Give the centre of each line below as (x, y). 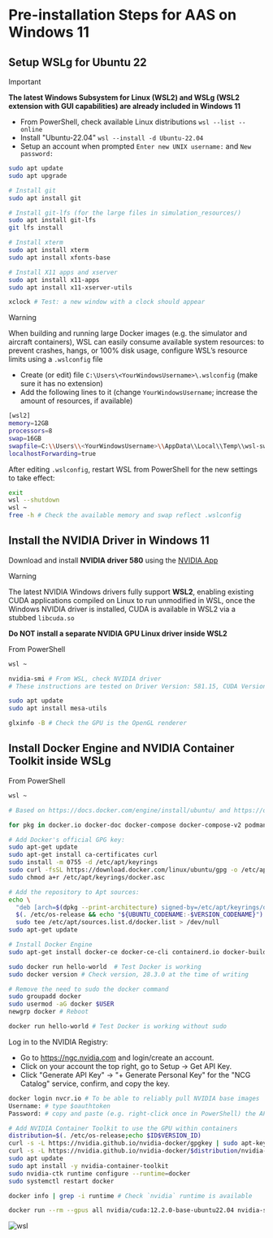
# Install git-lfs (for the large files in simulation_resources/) (125, 213)
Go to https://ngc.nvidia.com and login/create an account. (117, 1058)
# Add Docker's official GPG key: (67, 840)
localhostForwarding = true (52, 454)
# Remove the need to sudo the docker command (89, 989)
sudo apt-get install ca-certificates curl (83, 855)
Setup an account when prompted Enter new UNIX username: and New (136, 146)
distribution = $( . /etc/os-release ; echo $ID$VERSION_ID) (105, 1136)
